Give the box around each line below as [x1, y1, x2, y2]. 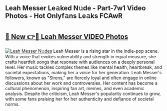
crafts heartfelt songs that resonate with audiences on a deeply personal [5, 59, 155, 65]
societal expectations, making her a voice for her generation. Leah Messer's [5, 70, 162, 75]
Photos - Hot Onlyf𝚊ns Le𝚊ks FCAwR [5, 12, 123, 20]
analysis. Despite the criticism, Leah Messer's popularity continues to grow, [5, 91, 161, 97]
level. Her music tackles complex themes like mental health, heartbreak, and [5, 64, 162, 70]
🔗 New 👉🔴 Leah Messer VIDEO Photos [5, 32, 128, 41]
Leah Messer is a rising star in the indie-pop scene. [53, 48, 159, 54]
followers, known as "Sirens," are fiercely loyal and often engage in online [5, 75, 157, 81]
